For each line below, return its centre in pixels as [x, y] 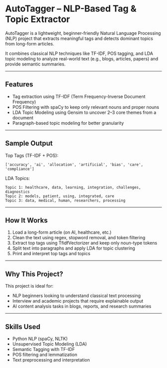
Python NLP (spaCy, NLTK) [40, 339]
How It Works [27, 220]
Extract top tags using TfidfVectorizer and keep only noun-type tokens [85, 243]
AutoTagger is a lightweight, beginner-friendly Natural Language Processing [83, 33]
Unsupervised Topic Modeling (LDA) [49, 344]
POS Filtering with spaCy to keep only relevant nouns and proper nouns [86, 107]
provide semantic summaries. [35, 64]
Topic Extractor [38, 19]
